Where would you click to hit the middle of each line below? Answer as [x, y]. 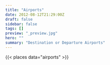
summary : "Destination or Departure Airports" [55, 43]
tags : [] [14, 29]
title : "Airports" [25, 10]
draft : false [19, 19]
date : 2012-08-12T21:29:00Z [35, 15]
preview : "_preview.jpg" [31, 33]
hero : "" [14, 38]
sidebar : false [21, 24]
